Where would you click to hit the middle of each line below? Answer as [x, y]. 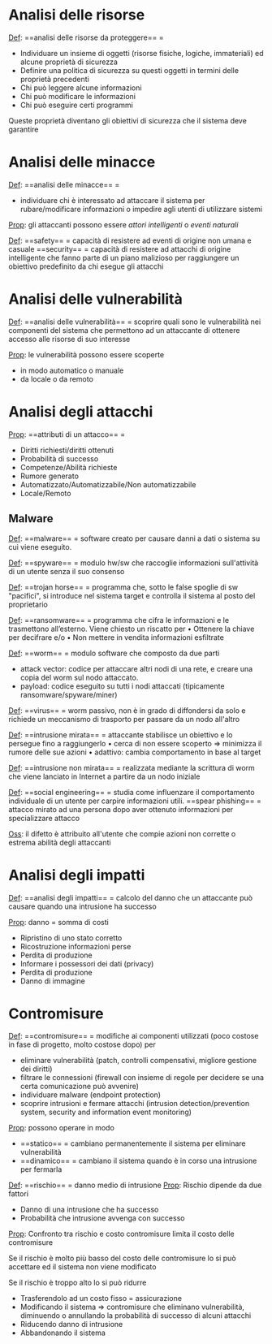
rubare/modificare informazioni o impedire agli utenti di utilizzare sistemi [141, 209]
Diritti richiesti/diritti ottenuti [67, 450]
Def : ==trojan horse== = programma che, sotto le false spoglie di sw [123, 587]
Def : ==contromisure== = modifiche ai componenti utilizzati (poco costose [134, 1036]
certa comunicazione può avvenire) [80, 1087]
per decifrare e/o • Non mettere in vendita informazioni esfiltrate [117, 637]
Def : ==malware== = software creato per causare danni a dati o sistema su [134, 538]
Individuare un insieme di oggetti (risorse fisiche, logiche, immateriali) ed [142, 53]
